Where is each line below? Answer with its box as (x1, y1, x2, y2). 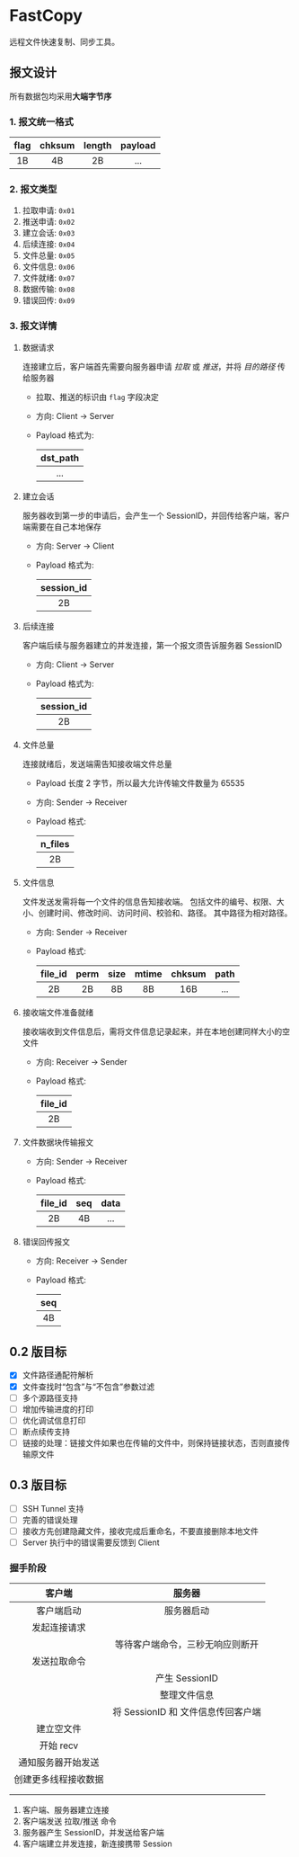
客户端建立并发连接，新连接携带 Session (22, 1838, 172, 1849)
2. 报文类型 (9, 183, 57, 195)
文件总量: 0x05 (22, 250, 75, 261)
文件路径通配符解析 (22, 1370, 94, 1380)
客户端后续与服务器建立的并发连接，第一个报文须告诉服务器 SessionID (22, 639, 283, 650)
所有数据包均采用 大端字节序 (9, 91, 112, 102)
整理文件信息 (160, 1689, 215, 1701)
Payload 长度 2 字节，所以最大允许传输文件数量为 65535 (35, 777, 245, 788)
